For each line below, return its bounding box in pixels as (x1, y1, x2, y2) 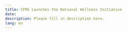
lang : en (5, 20, 23, 26)
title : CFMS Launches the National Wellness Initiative (5, 7, 122, 12)
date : (5, 12, 16, 16)
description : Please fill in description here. (5, 16, 105, 21)
